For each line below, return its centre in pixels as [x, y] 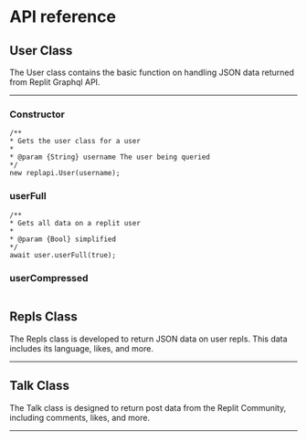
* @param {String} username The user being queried [110, 157]
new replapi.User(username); [65, 173]
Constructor [37, 114]
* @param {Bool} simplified [63, 239]
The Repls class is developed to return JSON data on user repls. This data [148, 339]
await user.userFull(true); [63, 255]
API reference [63, 17]
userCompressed [49, 278]
